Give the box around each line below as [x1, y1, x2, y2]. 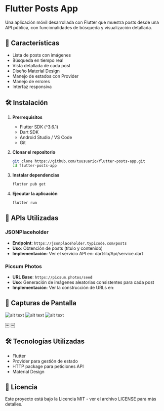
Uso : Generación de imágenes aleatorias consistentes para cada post [12, 279, 155, 285]
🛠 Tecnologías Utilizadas [5, 337, 85, 346]
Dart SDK [19, 129, 39, 135]
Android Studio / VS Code [19, 134, 73, 140]
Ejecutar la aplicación [12, 191, 58, 197]
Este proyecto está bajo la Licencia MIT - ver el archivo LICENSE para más [5, 396, 157, 402]
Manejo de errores [12, 78, 50, 84]
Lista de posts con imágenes [12, 52, 71, 58]
